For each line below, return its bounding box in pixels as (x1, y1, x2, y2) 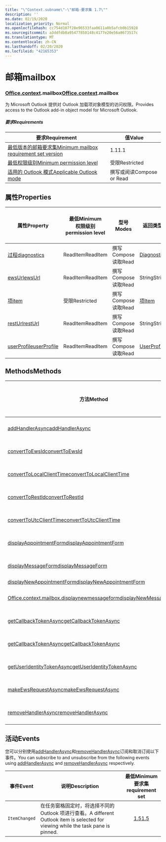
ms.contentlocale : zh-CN (5, 40, 56, 45)
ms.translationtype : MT (5, 35, 54, 40)
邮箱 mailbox (5, 71, 56, 83)
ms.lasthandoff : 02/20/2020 (5, 44, 63, 49)
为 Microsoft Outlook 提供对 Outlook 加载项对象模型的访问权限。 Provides (5, 101, 154, 107)
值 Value (124, 134, 144, 141)
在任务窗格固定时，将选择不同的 (40, 802, 115, 809)
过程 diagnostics (7, 251, 44, 258)
